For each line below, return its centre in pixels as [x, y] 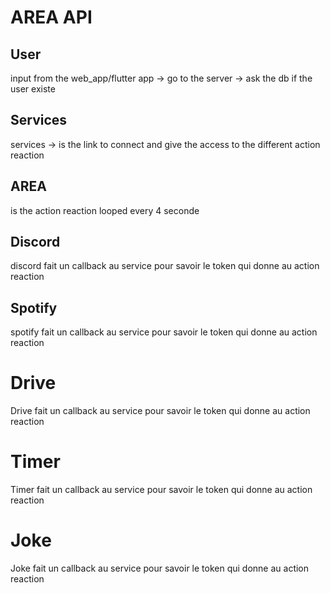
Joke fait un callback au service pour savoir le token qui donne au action [160, 568]
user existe [33, 89]
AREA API [51, 17]
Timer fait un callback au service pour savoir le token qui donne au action [161, 490]
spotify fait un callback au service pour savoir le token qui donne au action [164, 332]
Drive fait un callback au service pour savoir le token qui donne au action [160, 411]
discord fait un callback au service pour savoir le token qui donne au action [165, 266]
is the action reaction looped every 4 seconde [105, 210]
